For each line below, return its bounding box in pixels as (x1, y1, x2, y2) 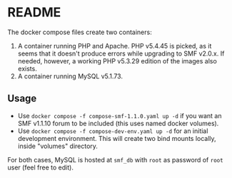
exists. (17, 64, 37, 73)
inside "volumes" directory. (17, 142, 99, 150)
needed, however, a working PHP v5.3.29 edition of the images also (17, 56, 218, 65)
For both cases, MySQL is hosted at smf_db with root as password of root (7, 155, 223, 164)
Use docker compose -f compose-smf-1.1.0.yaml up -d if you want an (17, 111, 222, 120)
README (7, 4, 61, 21)
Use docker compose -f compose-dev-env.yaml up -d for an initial (17, 126, 208, 135)
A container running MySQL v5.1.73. (17, 72, 123, 80)
